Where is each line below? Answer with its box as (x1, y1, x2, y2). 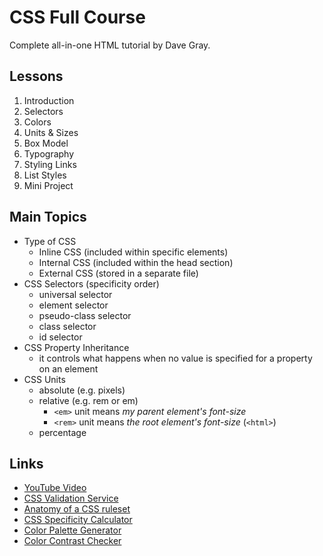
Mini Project (23, 179, 74, 191)
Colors (23, 116, 52, 128)
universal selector (38, 288, 113, 300)
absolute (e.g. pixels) (38, 384, 126, 396)
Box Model (23, 137, 69, 149)
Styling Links (23, 158, 77, 170)
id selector (38, 331, 83, 343)
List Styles (23, 169, 67, 181)
